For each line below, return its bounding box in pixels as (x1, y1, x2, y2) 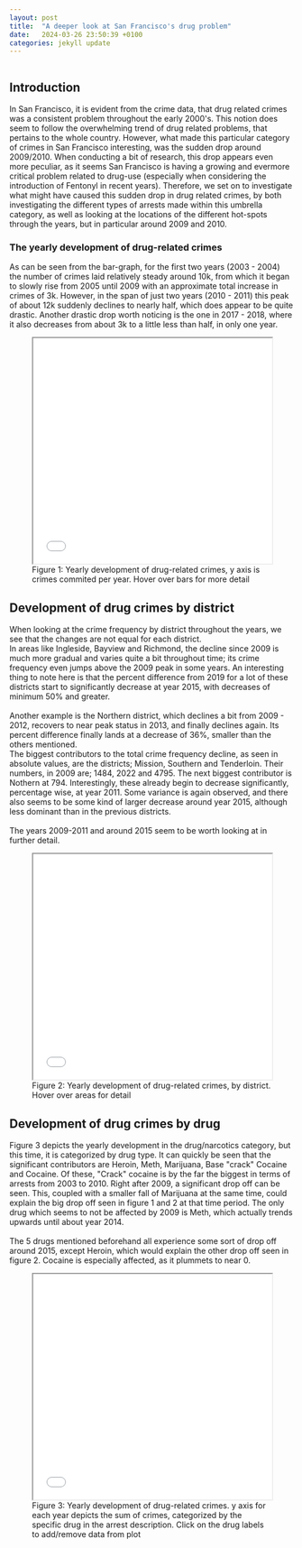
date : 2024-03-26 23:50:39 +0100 (9, 30, 143, 39)
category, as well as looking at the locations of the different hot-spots (9, 209, 268, 220)
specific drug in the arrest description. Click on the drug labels (32, 1519, 264, 1530)
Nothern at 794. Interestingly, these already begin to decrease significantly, (9, 778, 289, 788)
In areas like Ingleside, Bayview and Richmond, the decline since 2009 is (9, 643, 279, 654)
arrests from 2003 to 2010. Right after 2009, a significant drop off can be (9, 1178, 281, 1189)
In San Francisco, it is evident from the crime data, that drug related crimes (9, 104, 288, 115)
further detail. (9, 835, 60, 846)
